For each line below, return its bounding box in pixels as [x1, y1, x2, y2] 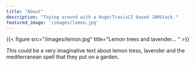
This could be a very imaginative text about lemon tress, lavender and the [6, 47, 185, 54]
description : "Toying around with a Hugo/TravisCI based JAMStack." [6, 14, 178, 20]
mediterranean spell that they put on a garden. [6, 54, 119, 61]
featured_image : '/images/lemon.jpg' [6, 19, 99, 25]
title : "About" [6, 8, 44, 15]
